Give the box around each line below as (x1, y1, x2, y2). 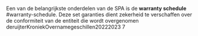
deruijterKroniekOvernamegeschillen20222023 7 (6, 23, 125, 30)
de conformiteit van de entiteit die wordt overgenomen (6, 17, 139, 24)
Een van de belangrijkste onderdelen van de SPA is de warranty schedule (6, 5, 187, 12)
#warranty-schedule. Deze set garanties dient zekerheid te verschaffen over (6, 11, 192, 18)
